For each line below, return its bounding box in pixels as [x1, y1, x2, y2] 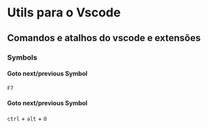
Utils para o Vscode [7, 5, 121, 21]
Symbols [7, 53, 38, 62]
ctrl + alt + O [7, 114, 47, 123]
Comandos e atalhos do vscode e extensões [7, 32, 201, 44]
